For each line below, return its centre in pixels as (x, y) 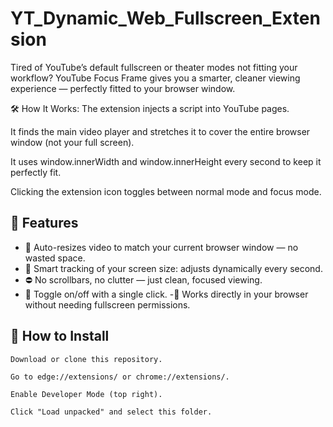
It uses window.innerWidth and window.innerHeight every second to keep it (166, 161)
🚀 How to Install (60, 336)
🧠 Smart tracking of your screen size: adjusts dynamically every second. (173, 268)
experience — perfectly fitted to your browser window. (123, 88)
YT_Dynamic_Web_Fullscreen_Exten (165, 18)
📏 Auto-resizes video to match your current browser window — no (161, 247)
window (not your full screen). (72, 142)
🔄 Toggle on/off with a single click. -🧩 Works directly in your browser (166, 294)
